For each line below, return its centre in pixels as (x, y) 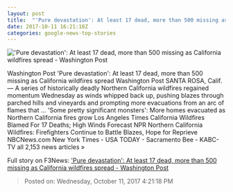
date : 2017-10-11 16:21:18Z (48, 26)
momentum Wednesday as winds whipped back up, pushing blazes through (115, 96)
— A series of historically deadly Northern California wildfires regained (108, 88)
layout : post (26, 14)
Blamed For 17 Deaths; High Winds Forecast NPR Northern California (105, 125)
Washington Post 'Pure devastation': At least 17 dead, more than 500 (105, 73)
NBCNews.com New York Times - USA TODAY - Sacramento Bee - (103, 140)
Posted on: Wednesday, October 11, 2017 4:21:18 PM (98, 182)
